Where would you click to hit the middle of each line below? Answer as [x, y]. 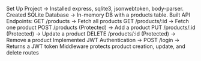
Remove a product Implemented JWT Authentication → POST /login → [93, 40]
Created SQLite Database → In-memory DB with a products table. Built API [98, 15]
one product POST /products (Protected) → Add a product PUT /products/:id [101, 27]
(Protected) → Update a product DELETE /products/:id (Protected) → [91, 34]
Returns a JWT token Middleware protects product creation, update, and [96, 46]
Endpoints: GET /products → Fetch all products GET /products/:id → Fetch [97, 21]
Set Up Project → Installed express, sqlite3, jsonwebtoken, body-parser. [95, 9]
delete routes [22, 52]
